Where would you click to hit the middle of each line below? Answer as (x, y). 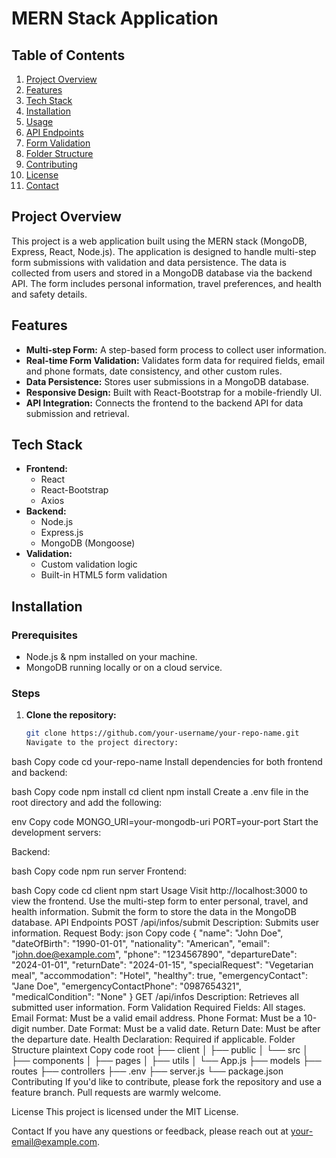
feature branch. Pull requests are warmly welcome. (116, 1093)
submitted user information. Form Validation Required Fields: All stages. (158, 1008)
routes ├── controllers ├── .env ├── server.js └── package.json (147, 1071)
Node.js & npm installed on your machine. (111, 657)
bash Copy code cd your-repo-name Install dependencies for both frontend (167, 762)
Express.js (62, 533)
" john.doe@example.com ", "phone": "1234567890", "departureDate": (154, 954)
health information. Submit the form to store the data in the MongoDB (154, 912)
